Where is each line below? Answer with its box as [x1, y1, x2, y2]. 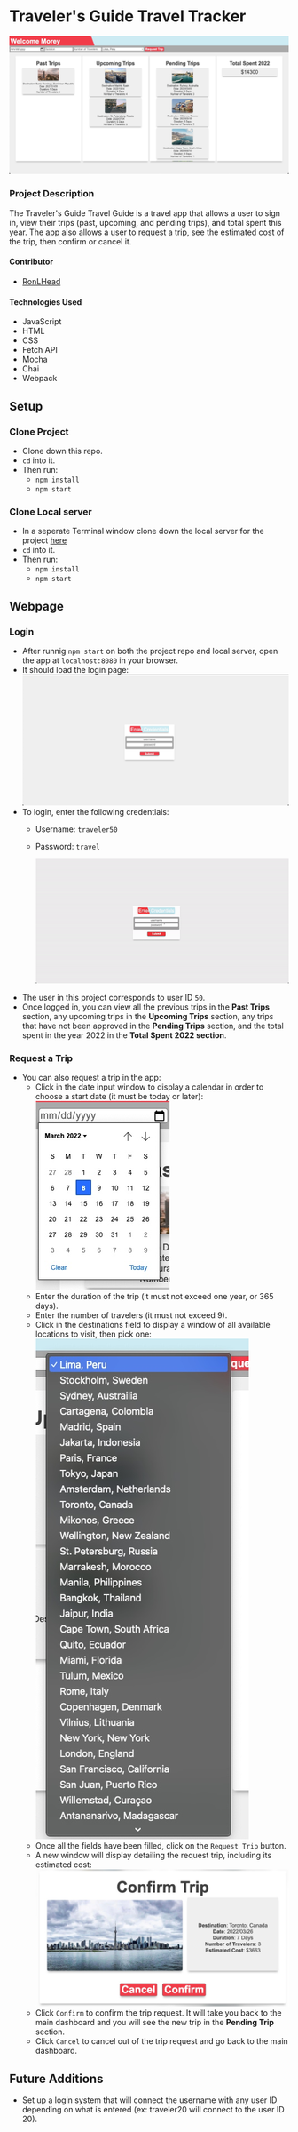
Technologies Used [9, 296, 82, 307]
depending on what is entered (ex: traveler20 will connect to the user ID [21, 2104, 286, 2115]
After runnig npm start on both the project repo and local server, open [21, 645, 278, 656]
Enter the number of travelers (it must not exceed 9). [35, 1310, 228, 1321]
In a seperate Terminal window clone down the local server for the [21, 526, 264, 537]
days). [35, 1300, 59, 1312]
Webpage [9, 598, 64, 614]
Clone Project [9, 425, 69, 437]
